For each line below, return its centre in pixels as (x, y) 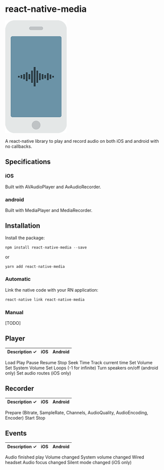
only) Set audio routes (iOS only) (38, 373)
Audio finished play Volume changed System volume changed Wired (75, 457)
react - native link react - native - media (45, 299)
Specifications (28, 162)
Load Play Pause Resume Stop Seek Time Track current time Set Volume (79, 362)
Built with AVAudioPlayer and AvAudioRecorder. (53, 187)
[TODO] (13, 323)
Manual (14, 312)
